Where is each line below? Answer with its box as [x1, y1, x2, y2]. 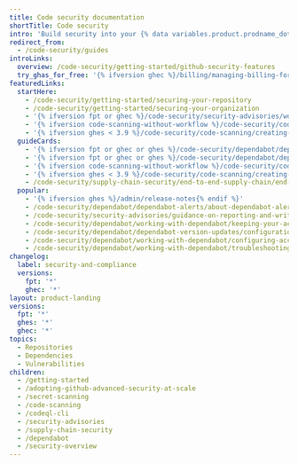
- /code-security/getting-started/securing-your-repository [25, 95, 252, 105]
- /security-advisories [17, 417, 105, 426]
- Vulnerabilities [17, 359, 86, 368]
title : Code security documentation [9, 12, 145, 22]
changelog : [9, 252, 50, 262]
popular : [17, 186, 50, 195]
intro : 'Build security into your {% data [9, 29, 169, 38]
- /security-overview [17, 442, 98, 451]
